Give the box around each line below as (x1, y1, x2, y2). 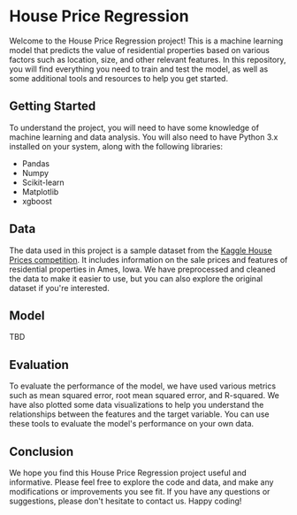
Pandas (21, 158, 50, 169)
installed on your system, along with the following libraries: (9, 141, 224, 151)
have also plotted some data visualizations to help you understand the (9, 400, 264, 411)
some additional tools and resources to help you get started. (9, 73, 228, 83)
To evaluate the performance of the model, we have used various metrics (9, 380, 277, 391)
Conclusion (9, 444, 74, 459)
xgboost (21, 196, 53, 206)
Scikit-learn (21, 177, 65, 188)
